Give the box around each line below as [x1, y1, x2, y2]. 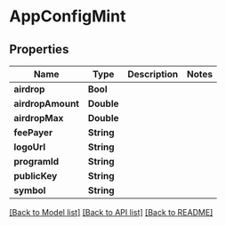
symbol [13, 184, 46, 197]
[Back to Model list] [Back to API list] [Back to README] [9, 207, 214, 217]
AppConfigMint [9, 6, 126, 27]
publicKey [13, 170, 58, 182]
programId [13, 156, 60, 167]
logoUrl [13, 141, 46, 153]
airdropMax [13, 112, 64, 124]
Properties [9, 42, 69, 57]
